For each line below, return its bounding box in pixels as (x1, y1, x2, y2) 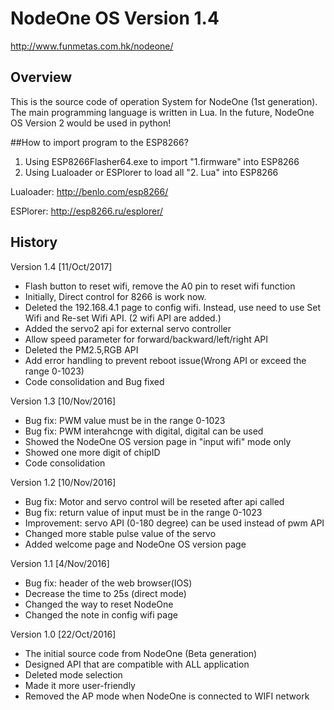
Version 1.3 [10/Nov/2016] (10, 395, 117, 407)
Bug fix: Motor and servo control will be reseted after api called (24, 495, 285, 507)
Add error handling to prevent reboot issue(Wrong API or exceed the (24, 354, 307, 366)
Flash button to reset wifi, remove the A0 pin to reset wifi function (24, 280, 296, 292)
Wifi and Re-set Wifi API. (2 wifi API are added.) (24, 312, 222, 324)
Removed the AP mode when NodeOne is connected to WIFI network (24, 690, 310, 702)
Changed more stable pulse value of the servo (24, 527, 217, 539)
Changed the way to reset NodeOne (24, 598, 174, 610)
